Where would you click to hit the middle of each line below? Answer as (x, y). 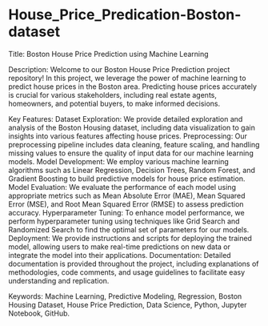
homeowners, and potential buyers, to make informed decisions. (114, 103)
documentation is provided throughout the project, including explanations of (134, 264)
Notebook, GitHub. (39, 313)
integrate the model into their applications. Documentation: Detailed (120, 255)
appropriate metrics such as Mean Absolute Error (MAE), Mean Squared (127, 195)
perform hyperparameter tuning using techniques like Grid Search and (124, 221)
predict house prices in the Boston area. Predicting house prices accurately (133, 87)
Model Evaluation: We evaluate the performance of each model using (122, 187)
